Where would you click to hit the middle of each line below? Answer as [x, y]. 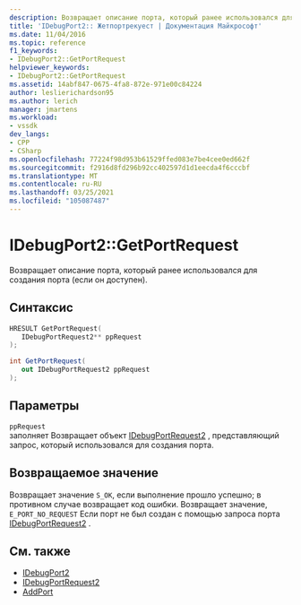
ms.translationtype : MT [54, 176]
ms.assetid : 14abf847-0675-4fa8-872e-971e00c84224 [106, 84]
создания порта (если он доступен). [78, 280]
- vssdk [24, 126]
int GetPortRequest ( [48, 361]
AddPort [38, 592]
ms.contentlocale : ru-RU [56, 185]
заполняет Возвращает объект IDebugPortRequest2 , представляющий [144, 435]
